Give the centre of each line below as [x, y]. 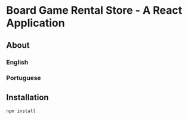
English [17, 62]
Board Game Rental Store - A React [94, 10]
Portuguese [24, 78]
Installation [27, 97]
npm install [21, 111]
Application [36, 23]
